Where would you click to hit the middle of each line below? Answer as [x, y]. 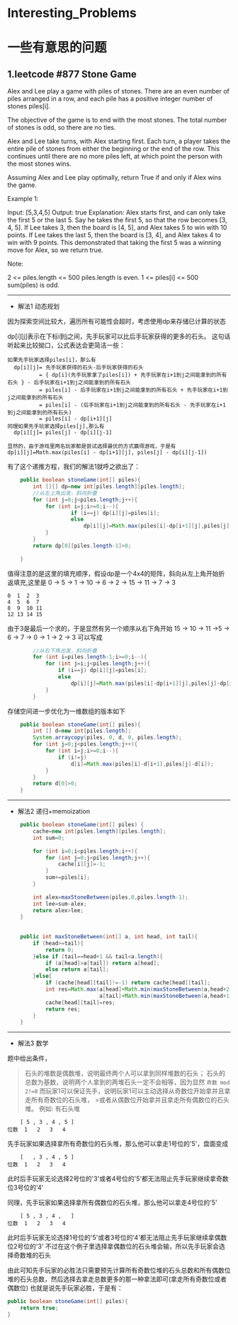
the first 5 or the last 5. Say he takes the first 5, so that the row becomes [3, [118, 220]
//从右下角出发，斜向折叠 [65, 650]
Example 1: [23, 199]
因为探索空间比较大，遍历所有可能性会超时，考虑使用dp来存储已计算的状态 [117, 322]
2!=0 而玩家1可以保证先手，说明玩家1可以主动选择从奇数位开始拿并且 [124, 1091]
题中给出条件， [29, 1058]
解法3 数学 [33, 1043]
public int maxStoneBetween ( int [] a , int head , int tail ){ [109, 937]
